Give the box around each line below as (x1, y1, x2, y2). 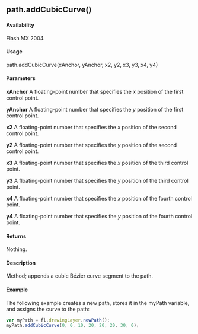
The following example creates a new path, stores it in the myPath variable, (6, 299, 190, 306)
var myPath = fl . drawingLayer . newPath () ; (6, 317, 110, 323)
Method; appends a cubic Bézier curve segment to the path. (6, 272, 153, 279)
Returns (6, 233, 27, 240)
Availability (6, 21, 34, 28)
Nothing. (6, 246, 28, 253)
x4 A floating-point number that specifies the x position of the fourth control (6, 195, 193, 202)
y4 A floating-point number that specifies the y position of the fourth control (6, 213, 193, 220)
